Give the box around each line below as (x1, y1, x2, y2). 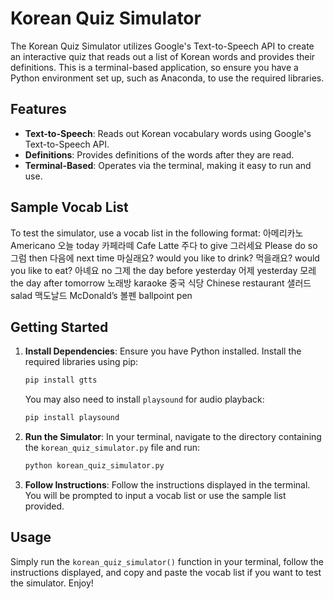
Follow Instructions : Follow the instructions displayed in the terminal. (24, 479, 311, 491)
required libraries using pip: (24, 356, 139, 368)
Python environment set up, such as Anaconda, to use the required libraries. (10, 72, 325, 84)
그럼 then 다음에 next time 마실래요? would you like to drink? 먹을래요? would (10, 252, 320, 264)
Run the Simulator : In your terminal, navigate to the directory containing (24, 431, 322, 443)
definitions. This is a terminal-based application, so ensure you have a (10, 61, 299, 73)
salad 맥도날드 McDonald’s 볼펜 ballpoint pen (10, 289, 193, 301)
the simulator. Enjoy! (10, 577, 94, 589)
